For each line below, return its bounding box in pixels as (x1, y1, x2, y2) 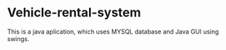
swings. (7, 34, 30, 42)
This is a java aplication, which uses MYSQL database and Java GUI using (7, 27, 219, 36)
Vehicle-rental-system (7, 5, 141, 21)
